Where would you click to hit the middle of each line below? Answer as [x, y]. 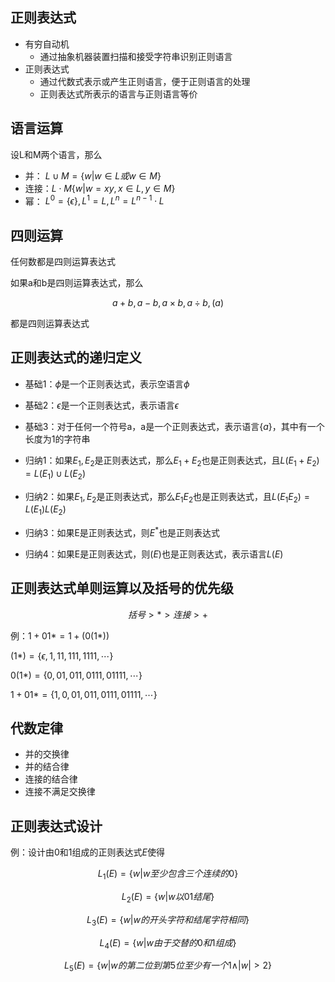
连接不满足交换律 [60, 792]
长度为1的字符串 [57, 439]
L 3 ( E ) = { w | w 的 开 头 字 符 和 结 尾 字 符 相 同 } [168, 920]
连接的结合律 [51, 779]
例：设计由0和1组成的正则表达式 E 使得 [87, 852]
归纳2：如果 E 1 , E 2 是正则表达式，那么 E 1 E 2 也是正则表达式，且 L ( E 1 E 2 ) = [167, 497]
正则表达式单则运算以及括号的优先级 [122, 588]
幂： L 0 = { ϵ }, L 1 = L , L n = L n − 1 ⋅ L [94, 200]
